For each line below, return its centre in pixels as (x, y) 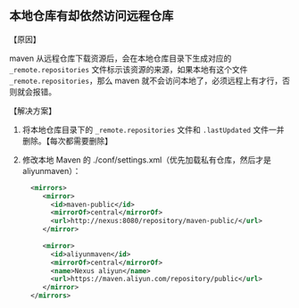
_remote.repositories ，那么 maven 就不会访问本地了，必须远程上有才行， (146, 80)
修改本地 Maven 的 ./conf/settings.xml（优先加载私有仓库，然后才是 (147, 160)
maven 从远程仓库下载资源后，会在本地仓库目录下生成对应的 (120, 58)
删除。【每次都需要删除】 (67, 140)
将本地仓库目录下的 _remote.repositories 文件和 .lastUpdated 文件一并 (153, 129)
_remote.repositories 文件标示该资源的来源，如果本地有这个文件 (129, 69)
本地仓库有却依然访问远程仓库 (91, 16)
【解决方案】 (33, 111)
